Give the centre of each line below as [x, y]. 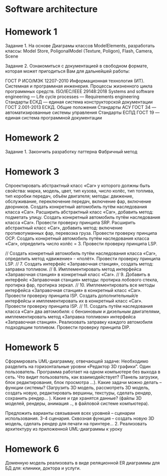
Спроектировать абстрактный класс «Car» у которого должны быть [78, 186]
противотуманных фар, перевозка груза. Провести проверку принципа [81, 233]
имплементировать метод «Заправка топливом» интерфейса [70, 317]
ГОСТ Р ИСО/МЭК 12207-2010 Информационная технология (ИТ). [75, 81]
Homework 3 [32, 172]
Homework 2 [32, 138]
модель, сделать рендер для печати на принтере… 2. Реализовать [76, 423]
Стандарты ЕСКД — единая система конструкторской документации [79, 102]
